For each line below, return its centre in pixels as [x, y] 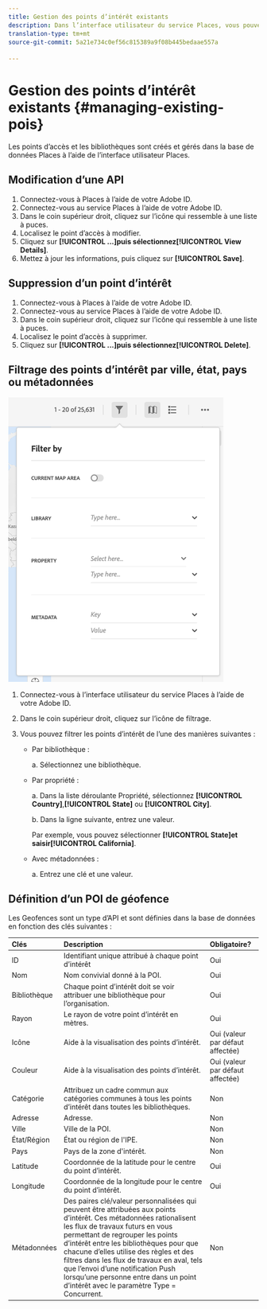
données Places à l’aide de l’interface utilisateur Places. [99, 155]
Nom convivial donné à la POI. [112, 976]
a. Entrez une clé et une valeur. [82, 874]
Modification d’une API [66, 180]
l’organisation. [86, 1003]
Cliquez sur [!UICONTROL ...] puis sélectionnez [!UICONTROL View [130, 241]
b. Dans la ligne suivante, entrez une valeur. [103, 819]
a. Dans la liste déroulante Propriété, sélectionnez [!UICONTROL [137, 795]
